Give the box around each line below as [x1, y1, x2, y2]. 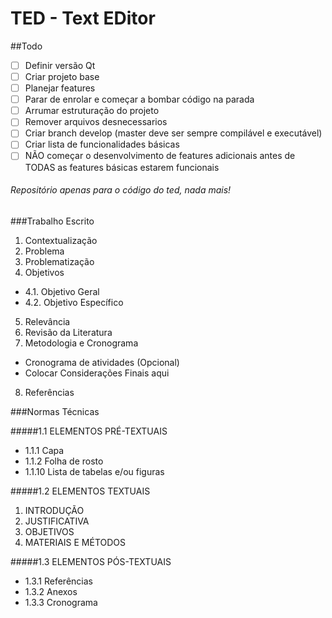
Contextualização [24, 234, 98, 246]
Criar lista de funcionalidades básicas [24, 138, 180, 151]
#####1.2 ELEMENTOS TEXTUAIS [10, 485, 151, 497]
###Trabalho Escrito [10, 215, 95, 227]
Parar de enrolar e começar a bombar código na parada [24, 93, 255, 106]
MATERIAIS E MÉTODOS [24, 536, 127, 548]
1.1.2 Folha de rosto [24, 455, 104, 467]
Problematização [24, 255, 95, 267]
